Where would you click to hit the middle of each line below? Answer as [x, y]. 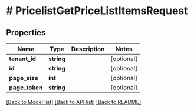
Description [88, 49]
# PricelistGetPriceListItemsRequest [97, 11]
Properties [26, 33]
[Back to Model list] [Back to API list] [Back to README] [74, 102]
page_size [24, 78]
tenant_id [23, 59]
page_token [26, 88]
